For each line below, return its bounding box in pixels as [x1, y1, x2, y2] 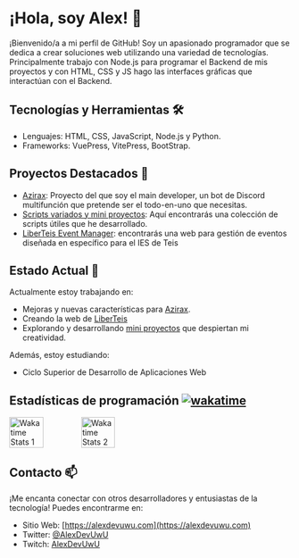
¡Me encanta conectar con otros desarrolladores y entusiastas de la [9, 493, 258, 504]
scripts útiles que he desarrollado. [21, 218, 148, 229]
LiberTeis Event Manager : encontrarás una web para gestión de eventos [21, 228, 287, 238]
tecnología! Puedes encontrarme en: [9, 503, 144, 512]
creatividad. [21, 332, 67, 343]
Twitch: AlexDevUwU [21, 539, 101, 549]
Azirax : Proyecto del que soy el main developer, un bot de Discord [21, 189, 266, 200]
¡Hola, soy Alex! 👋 [9, 8, 143, 29]
